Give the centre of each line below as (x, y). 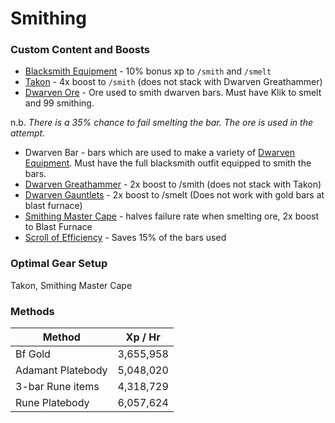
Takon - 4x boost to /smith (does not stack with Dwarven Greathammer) (173, 82)
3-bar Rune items (57, 387)
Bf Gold (33, 354)
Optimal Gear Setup (59, 264)
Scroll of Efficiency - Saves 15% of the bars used (125, 238)
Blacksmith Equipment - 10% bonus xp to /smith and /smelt (148, 71)
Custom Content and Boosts (80, 50)
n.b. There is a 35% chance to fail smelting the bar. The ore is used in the (162, 123)
